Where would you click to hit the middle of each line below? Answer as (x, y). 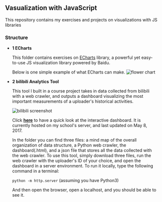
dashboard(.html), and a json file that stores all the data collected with (82, 150)
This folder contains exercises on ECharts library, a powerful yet (76, 57)
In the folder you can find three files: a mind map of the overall (74, 140)
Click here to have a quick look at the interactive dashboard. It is (76, 120)
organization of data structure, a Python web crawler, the (69, 145)
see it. (18, 195)
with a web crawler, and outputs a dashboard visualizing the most (78, 96)
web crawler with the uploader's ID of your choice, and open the (76, 161)
